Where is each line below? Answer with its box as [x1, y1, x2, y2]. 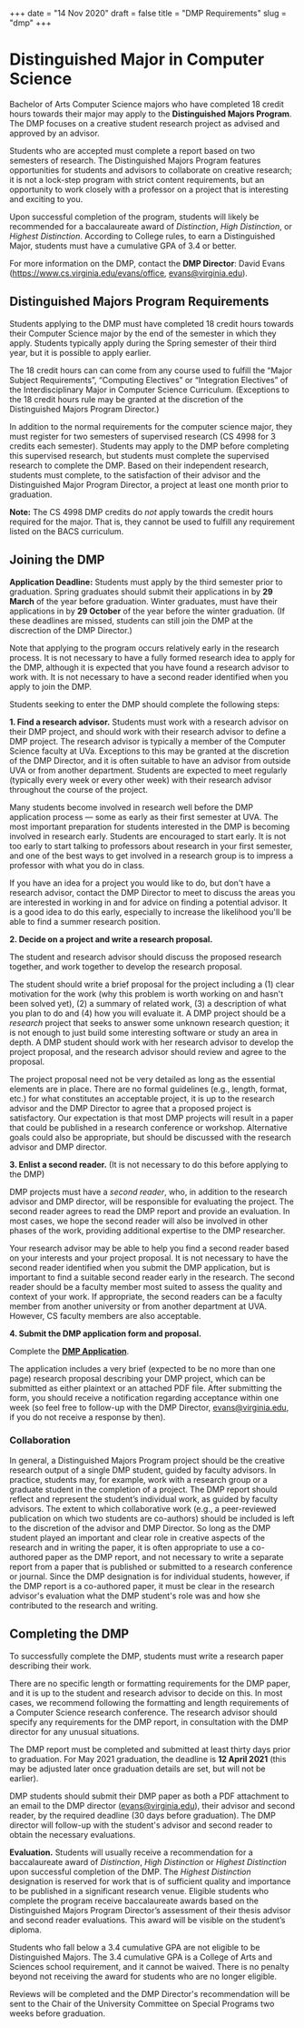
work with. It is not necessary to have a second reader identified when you [9, 671, 289, 682]
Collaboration [9, 1434, 71, 1446]
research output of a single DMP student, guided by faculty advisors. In [9, 1465, 277, 1475]
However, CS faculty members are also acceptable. [9, 1310, 201, 1321]
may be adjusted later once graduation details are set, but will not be [9, 1763, 266, 1774]
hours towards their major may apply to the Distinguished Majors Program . [9, 108, 292, 119]
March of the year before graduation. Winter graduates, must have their [9, 595, 279, 606]
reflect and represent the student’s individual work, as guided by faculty [9, 1493, 279, 1505]
